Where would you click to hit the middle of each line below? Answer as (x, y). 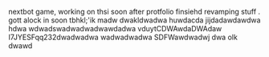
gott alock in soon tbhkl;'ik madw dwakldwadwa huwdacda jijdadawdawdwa (134, 20)
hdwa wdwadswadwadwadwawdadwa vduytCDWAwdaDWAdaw (115, 28)
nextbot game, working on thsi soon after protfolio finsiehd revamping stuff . (134, 12)
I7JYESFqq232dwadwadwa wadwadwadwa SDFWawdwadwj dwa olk (123, 37)
